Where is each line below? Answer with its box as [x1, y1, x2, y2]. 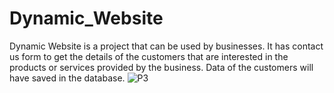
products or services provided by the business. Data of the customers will [9, 61, 314, 73]
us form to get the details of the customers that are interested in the [9, 50, 289, 62]
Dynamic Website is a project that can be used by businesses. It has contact [9, 40, 324, 52]
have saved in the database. [9, 72, 126, 84]
